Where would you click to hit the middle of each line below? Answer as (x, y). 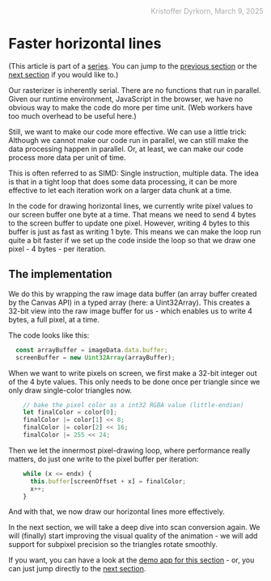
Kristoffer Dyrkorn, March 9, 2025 (207, 11)
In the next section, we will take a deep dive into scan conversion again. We (134, 528)
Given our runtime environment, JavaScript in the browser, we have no (126, 99)
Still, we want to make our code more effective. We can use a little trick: (128, 132)
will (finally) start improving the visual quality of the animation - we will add (133, 536)
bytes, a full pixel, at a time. (54, 319)
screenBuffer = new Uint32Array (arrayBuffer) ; (95, 357)
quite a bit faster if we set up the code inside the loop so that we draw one (132, 240)
